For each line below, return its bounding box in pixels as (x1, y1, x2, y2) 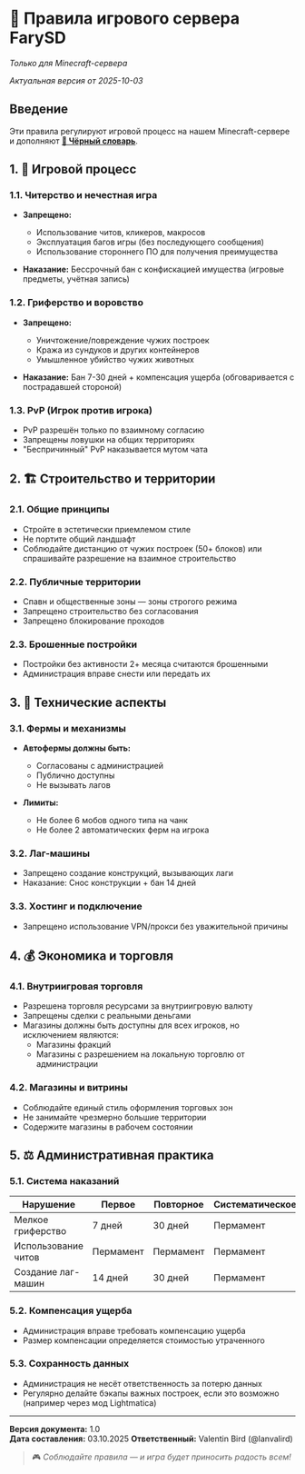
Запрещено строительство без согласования (22, 606, 199, 617)
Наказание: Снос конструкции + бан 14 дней (22, 877, 197, 889)
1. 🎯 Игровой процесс (9, 162, 137, 177)
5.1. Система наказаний (9, 1174, 120, 1187)
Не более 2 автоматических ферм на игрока (35, 824, 210, 835)
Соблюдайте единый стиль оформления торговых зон (22, 1101, 233, 1112)
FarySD (9, 27, 66, 48)
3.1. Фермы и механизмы (9, 722, 127, 734)
